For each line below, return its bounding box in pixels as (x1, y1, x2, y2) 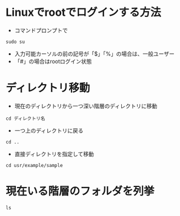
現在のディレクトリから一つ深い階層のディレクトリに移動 (14, 102, 158, 110)
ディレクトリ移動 (5, 81, 90, 95)
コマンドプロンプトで (14, 27, 68, 34)
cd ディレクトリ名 (5, 116, 45, 122)
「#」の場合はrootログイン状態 (14, 57, 92, 65)
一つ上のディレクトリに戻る (14, 126, 84, 134)
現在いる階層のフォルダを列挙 (5, 185, 155, 198)
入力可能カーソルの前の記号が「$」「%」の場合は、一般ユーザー (14, 50, 175, 57)
